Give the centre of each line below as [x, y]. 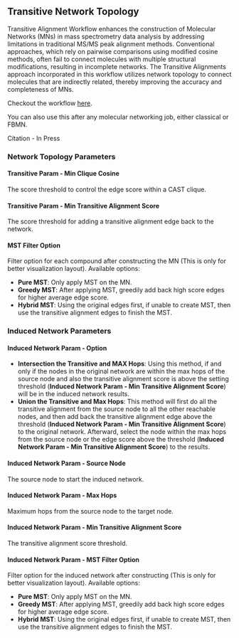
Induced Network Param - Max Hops [62, 495]
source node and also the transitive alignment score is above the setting [123, 379]
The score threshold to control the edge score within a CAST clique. [107, 189]
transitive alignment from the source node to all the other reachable [116, 409]
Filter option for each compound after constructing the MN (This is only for [117, 261]
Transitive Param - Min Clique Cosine [63, 174]
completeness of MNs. [41, 89]
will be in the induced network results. [74, 394]
